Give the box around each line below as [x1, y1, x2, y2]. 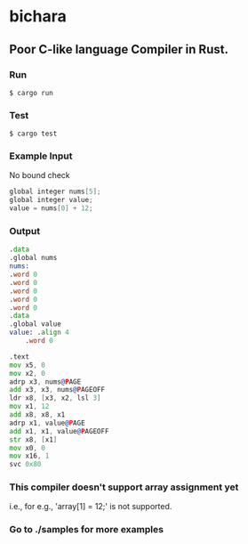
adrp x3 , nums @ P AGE [9, 377, 82, 386]
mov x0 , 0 [9, 443, 46, 452]
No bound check [9, 170, 71, 181]
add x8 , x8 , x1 [9, 410, 66, 419]
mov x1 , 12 [9, 402, 50, 411]
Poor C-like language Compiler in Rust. [9, 42, 229, 57]
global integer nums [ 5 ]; [9, 187, 101, 197]
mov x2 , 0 [9, 369, 46, 378]
